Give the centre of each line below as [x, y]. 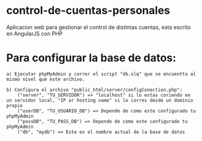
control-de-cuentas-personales [88, 11]
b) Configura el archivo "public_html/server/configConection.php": [94, 90]
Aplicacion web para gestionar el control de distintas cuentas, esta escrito [99, 27]
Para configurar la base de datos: [91, 58]
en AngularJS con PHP [34, 33]
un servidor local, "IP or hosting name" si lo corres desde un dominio [100, 100]
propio [15, 105]
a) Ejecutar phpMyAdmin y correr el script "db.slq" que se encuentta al [101, 74]
